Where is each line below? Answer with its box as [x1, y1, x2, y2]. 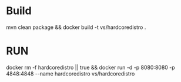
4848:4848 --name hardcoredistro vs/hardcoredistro [6, 70, 135, 77]
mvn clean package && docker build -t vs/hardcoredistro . [6, 24, 146, 31]
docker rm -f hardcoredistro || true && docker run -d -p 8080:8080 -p [6, 64, 175, 71]
